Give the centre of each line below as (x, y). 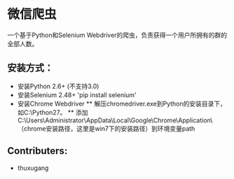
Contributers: (37, 151)
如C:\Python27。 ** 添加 (53, 112)
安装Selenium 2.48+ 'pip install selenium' (77, 94)
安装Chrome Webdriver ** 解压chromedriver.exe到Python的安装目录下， (122, 103)
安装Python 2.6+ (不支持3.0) (58, 86)
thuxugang (33, 168)
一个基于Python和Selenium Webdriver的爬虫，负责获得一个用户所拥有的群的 (117, 35)
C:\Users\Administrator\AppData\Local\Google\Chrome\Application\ (115, 120)
